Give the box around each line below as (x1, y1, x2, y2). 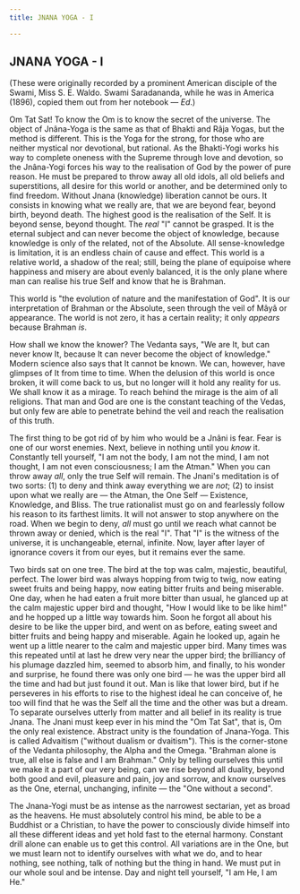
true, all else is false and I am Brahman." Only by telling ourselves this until (9, 754, 284, 766)
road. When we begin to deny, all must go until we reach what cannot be (9, 519, 277, 529)
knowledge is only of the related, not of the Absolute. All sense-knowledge (9, 238, 285, 249)
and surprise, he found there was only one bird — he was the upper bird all (9, 669, 287, 680)
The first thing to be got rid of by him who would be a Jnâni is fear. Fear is (9, 433, 282, 443)
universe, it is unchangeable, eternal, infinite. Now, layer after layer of (9, 537, 266, 548)
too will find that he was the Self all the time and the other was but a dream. (9, 698, 288, 709)
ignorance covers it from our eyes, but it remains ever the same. (9, 547, 246, 558)
